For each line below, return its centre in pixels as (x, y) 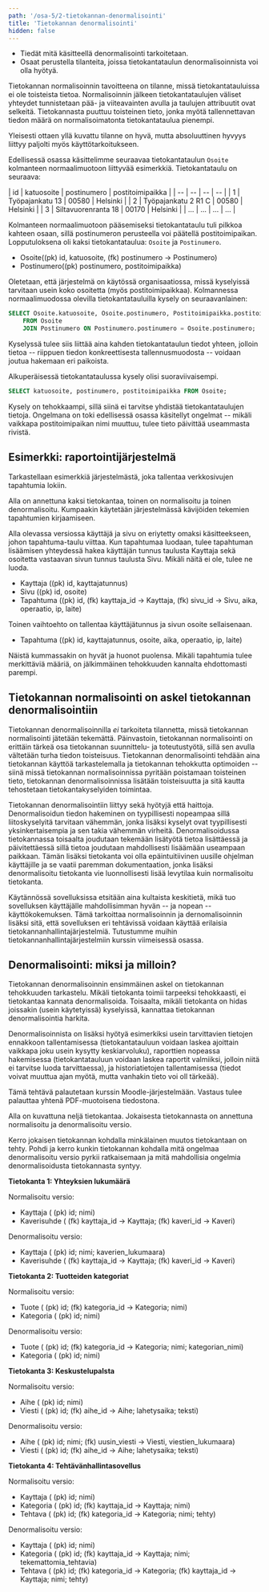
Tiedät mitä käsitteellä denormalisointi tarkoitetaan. (104, 54)
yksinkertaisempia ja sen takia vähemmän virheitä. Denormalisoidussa (124, 830)
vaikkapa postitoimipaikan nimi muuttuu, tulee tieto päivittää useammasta (129, 423)
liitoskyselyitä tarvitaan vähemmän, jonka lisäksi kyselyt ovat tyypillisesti (128, 822)
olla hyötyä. (39, 71)
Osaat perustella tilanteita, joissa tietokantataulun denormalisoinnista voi (139, 62)
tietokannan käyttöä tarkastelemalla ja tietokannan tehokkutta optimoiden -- (133, 763)
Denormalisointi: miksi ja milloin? (92, 965)
